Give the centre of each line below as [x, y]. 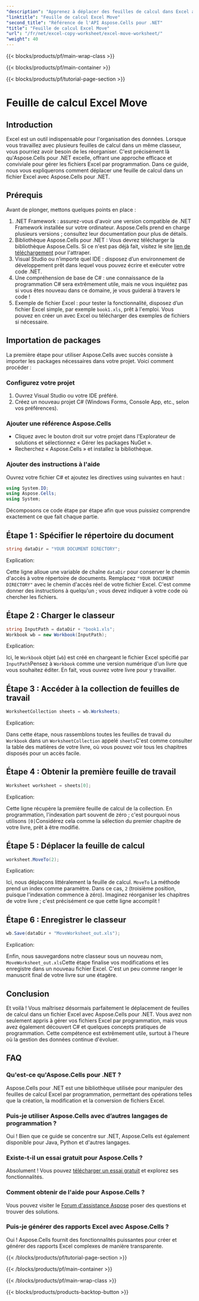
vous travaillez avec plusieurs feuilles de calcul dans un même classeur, [94, 145]
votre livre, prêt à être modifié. [43, 827]
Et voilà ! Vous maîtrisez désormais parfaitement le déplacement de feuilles [98, 1008]
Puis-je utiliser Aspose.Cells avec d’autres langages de [87, 1116]
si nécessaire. [32, 322]
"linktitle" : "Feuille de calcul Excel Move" [63, 17]
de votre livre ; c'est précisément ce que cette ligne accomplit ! [83, 901]
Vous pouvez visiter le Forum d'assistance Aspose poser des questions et [96, 1205]
